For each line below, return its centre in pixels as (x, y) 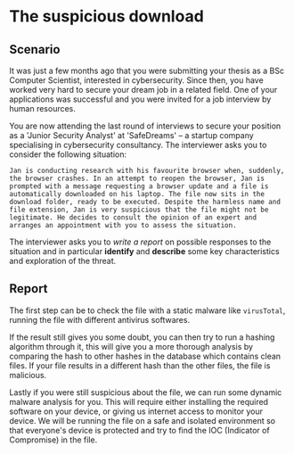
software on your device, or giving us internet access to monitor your (136, 411)
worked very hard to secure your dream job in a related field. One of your (143, 90)
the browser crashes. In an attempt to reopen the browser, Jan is (137, 178)
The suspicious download (107, 17)
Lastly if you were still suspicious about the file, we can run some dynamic (146, 392)
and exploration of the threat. (63, 261)
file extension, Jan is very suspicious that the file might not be (139, 210)
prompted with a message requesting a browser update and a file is (139, 186)
